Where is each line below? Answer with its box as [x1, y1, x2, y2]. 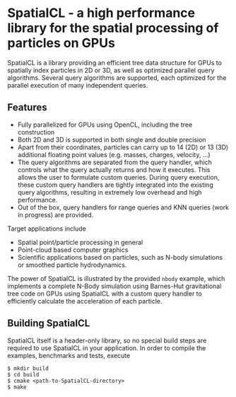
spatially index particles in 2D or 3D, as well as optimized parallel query [7, 66, 215, 74]
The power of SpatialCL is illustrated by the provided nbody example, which [7, 274, 225, 282]
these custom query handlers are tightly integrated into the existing [17, 180, 213, 189]
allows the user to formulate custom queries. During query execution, [17, 173, 220, 181]
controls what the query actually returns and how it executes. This [17, 165, 211, 174]
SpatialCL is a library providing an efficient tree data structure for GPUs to [7, 58, 223, 67]
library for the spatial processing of [7, 20, 219, 36]
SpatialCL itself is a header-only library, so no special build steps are [7, 336, 207, 345]
